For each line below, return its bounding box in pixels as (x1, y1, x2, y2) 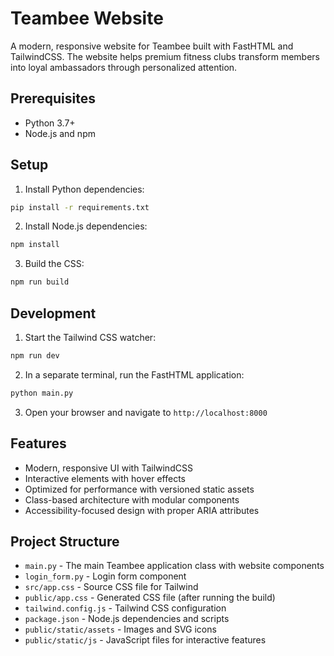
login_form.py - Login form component (24, 570, 187, 582)
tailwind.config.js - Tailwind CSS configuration (24, 602, 227, 614)
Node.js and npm (24, 127, 96, 139)
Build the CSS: (24, 258, 85, 270)
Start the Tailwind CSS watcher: (24, 332, 157, 343)
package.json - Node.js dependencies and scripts (24, 613, 230, 625)
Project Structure (10, 533, 120, 550)
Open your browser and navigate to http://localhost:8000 (24, 406, 268, 418)
